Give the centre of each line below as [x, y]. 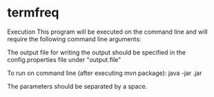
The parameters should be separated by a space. [77, 86]
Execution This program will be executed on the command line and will [108, 32]
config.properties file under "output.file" [64, 59]
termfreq [33, 13]
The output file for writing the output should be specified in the [97, 52]
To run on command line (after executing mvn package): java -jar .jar [105, 73]
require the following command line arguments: [74, 39]
